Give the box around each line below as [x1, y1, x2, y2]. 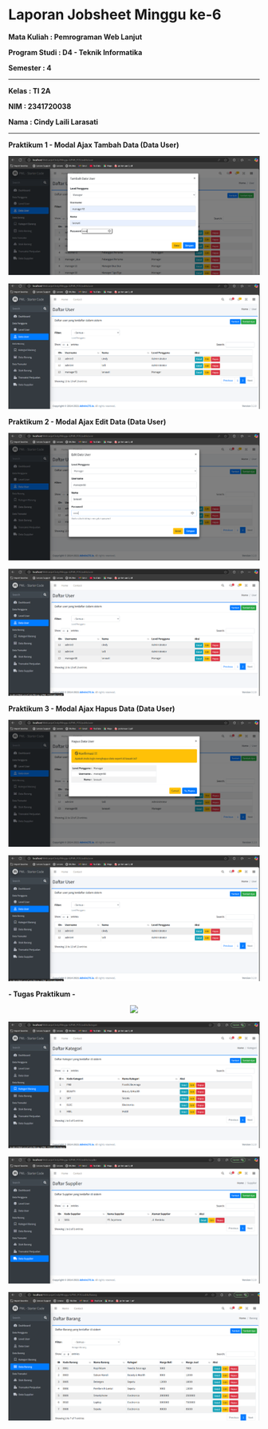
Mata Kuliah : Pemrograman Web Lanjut [8, 32, 143, 42]
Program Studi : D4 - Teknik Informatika [8, 47, 143, 57]
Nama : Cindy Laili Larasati [8, 117, 98, 126]
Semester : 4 [8, 62, 52, 73]
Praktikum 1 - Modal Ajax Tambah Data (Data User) [8, 140, 179, 150]
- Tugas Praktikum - [8, 989, 76, 999]
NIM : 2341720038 [8, 102, 72, 111]
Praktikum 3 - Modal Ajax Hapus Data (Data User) [8, 704, 175, 713]
